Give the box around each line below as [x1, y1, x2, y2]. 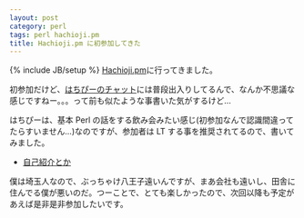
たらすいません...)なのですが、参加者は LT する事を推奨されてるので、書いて [9, 126, 295, 137]
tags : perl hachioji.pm [9, 30, 100, 39]
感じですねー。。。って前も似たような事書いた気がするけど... [9, 95, 232, 106]
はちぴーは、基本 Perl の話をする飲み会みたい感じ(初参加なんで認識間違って [9, 114, 294, 125]
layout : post [9, 13, 59, 23]
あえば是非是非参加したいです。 [9, 199, 129, 210]
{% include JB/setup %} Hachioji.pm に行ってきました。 [9, 64, 218, 75]
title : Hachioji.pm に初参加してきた [9, 38, 141, 48]
